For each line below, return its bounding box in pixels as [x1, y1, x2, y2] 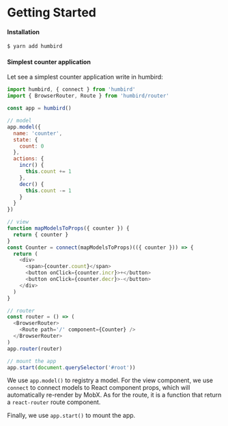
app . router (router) [7, 345, 63, 352]
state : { [13, 136, 38, 143]
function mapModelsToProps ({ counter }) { [7, 225, 130, 232]
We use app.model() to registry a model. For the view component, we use [7, 376, 214, 384]
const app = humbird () [7, 105, 72, 112]
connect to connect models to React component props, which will [7, 384, 190, 392]
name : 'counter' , [13, 130, 63, 137]
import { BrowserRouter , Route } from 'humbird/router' [7, 92, 169, 100]
